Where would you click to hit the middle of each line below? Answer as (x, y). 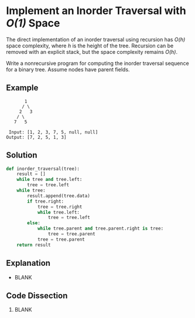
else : (34, 223)
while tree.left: (59, 212)
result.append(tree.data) (59, 196)
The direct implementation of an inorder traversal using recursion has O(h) (96, 39)
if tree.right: (46, 201)
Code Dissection (37, 295)
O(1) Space (33, 23)
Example (22, 88)
